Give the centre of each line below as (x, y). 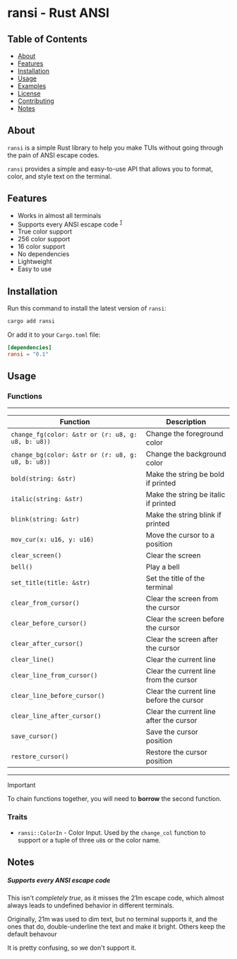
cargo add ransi (31, 321)
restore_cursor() (40, 757)
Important (22, 785)
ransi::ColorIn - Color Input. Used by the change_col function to (111, 832)
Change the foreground (184, 434)
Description (186, 422)
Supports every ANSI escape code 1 (69, 224)
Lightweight (35, 262)
